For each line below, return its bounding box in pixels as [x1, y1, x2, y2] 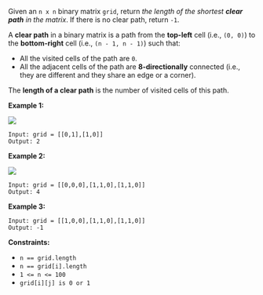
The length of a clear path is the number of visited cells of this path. [8, 86, 229, 95]
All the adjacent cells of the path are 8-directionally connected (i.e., [19, 62, 241, 71]
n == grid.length [19, 254, 77, 262]
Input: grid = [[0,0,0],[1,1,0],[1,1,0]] [8, 181, 146, 189]
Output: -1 [8, 224, 44, 231]
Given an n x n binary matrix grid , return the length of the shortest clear [8, 7, 243, 16]
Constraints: [8, 238, 50, 246]
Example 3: [8, 202, 46, 211]
